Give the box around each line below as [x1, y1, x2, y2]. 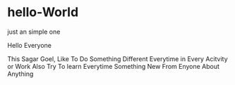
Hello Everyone [7, 41, 52, 49]
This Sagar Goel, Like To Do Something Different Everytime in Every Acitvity [7, 54, 228, 63]
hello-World [7, 4, 79, 20]
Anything [7, 70, 34, 78]
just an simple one [7, 27, 61, 36]
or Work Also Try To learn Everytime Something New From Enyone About [7, 62, 220, 70]
